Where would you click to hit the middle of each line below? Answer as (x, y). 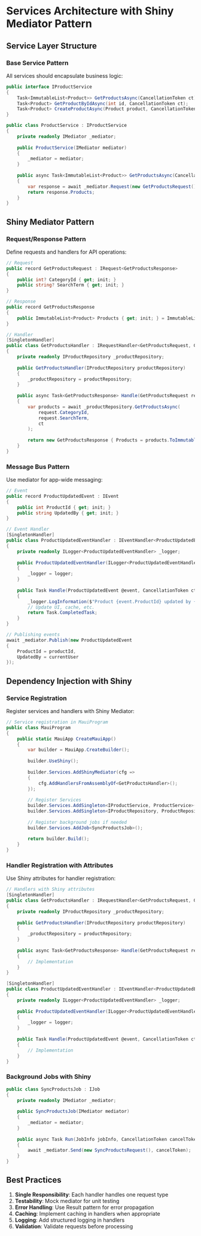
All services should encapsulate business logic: (65, 75)
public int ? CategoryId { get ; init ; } (67, 279)
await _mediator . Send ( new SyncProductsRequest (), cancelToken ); (109, 1150)
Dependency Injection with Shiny (69, 681)
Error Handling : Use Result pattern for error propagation (84, 1207)
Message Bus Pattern (38, 467)
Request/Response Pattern (46, 239)
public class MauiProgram (38, 727)
